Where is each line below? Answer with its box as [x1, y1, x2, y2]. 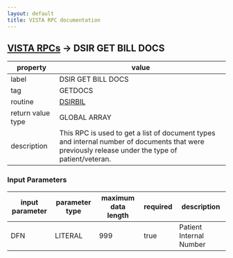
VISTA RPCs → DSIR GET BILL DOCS [7, 42, 165, 54]
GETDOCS [59, 86, 94, 96]
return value [10, 108, 51, 118]
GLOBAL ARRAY [59, 112, 112, 122]
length [107, 210, 130, 220]
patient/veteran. [59, 154, 112, 164]
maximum [101, 193, 135, 203]
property [16, 63, 47, 73]
